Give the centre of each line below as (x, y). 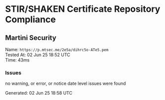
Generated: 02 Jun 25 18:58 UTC (39, 93)
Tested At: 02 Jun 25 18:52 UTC (38, 55)
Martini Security (31, 38)
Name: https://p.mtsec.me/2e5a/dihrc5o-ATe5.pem (57, 50)
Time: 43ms (17, 60)
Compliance (30, 19)
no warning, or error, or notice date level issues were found (66, 83)
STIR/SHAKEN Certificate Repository (83, 9)
